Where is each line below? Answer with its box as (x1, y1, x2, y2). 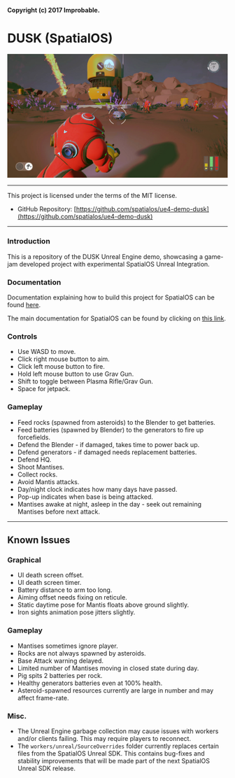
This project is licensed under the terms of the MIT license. (7, 192, 177, 200)
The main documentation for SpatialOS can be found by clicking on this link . (7, 314, 226, 323)
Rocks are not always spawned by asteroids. (17, 649, 146, 657)
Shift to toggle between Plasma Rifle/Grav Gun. (17, 377, 154, 386)
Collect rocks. (17, 470, 58, 479)
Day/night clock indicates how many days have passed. (17, 485, 178, 493)
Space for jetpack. (17, 385, 71, 393)
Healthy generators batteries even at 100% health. (17, 679, 163, 687)
